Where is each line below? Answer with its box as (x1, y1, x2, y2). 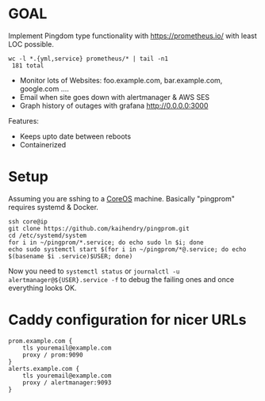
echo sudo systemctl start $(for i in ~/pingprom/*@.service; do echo (8, 245, 247, 254)
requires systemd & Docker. (8, 202, 99, 212)
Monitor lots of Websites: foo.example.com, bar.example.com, (19, 75, 223, 85)
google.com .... (19, 84, 70, 94)
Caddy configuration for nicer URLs (8, 311, 247, 329)
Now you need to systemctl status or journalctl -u (8, 266, 180, 276)
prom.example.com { (8, 337, 73, 345)
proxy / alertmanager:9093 (22, 378, 112, 387)
